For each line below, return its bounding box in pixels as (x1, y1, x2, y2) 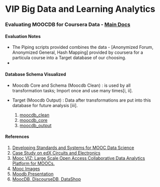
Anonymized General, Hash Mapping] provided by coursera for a (12, 49, 143, 55)
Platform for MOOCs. (12, 160, 55, 166)
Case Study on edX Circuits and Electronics (12, 150, 101, 156)
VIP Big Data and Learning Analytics (5, 3, 156, 15)
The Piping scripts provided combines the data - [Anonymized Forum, (12, 44, 154, 50)
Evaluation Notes (5, 33, 41, 39)
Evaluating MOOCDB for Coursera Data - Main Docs (5, 21, 131, 28)
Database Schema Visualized (5, 71, 66, 77)
